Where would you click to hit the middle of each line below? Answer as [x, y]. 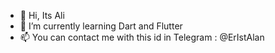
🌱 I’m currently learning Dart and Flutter [101, 26]
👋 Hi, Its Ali [42, 15]
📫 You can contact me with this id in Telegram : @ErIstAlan [142, 37]
